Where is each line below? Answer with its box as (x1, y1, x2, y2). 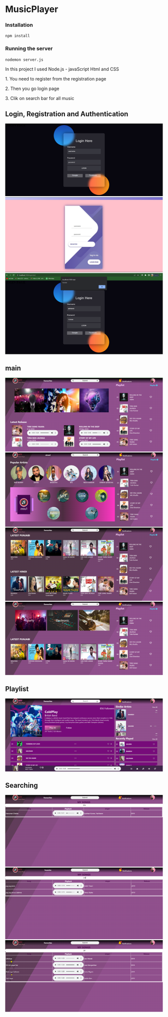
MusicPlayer (5, 4, 58, 15)
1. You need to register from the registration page (5, 75, 106, 81)
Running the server (5, 45, 53, 52)
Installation (5, 22, 33, 29)
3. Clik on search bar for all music (5, 95, 74, 101)
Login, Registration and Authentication (5, 110, 128, 119)
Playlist (5, 685, 29, 693)
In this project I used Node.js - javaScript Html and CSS (5, 66, 119, 72)
